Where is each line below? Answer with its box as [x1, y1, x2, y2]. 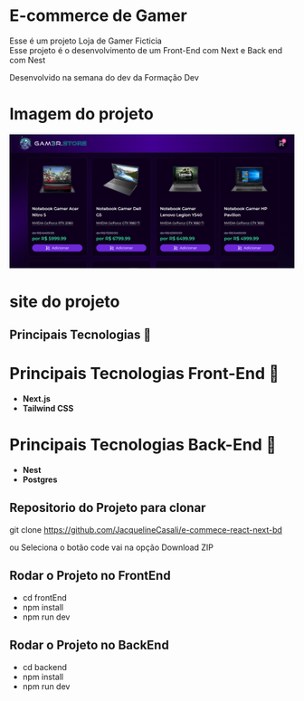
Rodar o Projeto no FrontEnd [9, 568, 171, 583]
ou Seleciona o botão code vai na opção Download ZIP [9, 542, 214, 553]
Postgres [22, 474, 58, 485]
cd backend [22, 661, 68, 672]
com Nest [9, 54, 46, 65]
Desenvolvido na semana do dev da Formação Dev [9, 71, 199, 82]
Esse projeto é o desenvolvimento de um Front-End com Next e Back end [9, 44, 283, 55]
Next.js [22, 393, 52, 404]
